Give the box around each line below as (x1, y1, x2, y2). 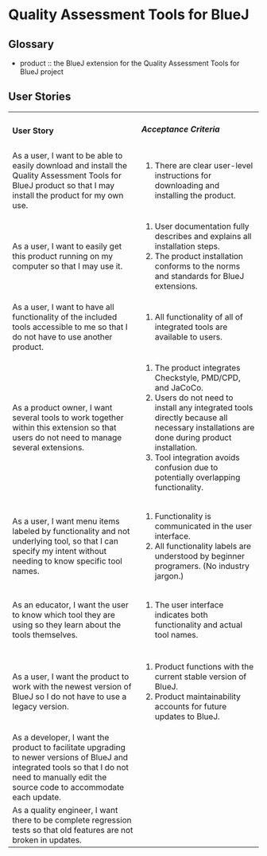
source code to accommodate (12, 781, 125, 792)
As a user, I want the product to (12, 671, 130, 682)
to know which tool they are (12, 609, 115, 620)
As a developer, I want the (12, 732, 110, 743)
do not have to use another (12, 331, 113, 342)
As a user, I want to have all (12, 301, 114, 312)
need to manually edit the (12, 772, 107, 783)
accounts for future (154, 701, 227, 712)
